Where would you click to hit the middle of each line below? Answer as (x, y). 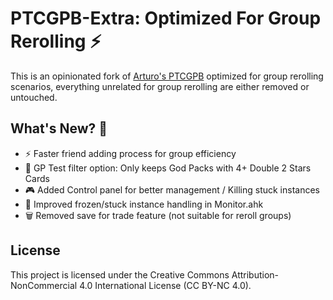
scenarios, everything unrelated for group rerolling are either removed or (160, 86)
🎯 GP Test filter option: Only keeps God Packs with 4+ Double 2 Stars (168, 168)
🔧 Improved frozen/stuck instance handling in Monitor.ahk (144, 204)
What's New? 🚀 (59, 128)
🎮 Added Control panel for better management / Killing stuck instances (172, 189)
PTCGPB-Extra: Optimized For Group (166, 18)
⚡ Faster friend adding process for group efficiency (130, 153)
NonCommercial (44, 285)
